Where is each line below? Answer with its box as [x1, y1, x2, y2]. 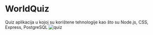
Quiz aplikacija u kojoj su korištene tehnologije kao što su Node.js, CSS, [5, 19, 149, 25]
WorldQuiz [5, 3, 50, 14]
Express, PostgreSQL [5, 24, 48, 30]
